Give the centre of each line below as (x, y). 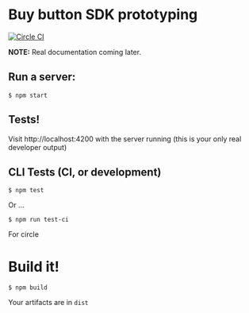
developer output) (38, 147)
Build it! (34, 267)
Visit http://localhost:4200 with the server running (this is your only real (125, 139)
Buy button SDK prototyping (103, 15)
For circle (24, 234)
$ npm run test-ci (38, 220)
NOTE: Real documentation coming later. (75, 52)
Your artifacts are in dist (48, 303)
